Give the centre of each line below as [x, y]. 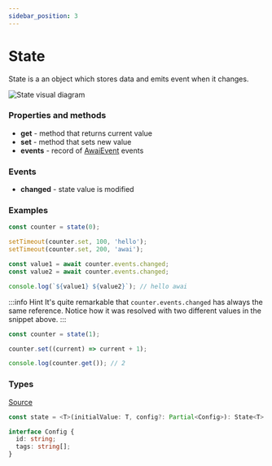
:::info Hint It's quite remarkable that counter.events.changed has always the [136, 302]
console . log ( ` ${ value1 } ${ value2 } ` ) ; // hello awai [98, 286]
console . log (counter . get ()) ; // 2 [67, 364]
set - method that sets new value [76, 142]
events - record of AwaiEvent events [82, 150]
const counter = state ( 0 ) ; [54, 227]
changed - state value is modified [77, 189]
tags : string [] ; [43, 447]
